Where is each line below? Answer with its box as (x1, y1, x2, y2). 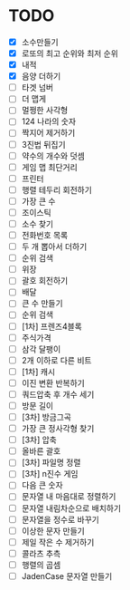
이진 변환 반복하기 (21, 377, 85, 388)
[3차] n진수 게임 (21, 469, 79, 479)
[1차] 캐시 (21, 366, 56, 377)
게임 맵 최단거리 (21, 161, 78, 172)
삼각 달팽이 (21, 343, 61, 354)
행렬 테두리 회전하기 (21, 184, 92, 195)
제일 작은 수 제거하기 (21, 537, 95, 547)
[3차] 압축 (21, 434, 58, 445)
